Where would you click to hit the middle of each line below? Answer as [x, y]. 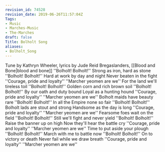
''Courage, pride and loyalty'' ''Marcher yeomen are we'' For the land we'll [81, 81]
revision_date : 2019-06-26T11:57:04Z [44, 14]
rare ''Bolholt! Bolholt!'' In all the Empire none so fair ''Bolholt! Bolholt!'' [78, 102]
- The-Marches [20, 33]
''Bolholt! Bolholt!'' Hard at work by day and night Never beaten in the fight [81, 76]
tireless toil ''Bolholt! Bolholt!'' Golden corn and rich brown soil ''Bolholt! [79, 86]
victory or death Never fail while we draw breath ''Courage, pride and [76, 139]
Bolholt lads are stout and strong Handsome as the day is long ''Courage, [80, 107]
